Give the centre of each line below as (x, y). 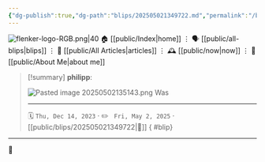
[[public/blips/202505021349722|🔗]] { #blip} (100, 126)
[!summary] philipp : (60, 77)
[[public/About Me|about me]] (57, 62)
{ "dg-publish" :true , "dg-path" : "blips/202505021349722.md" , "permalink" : (128, 15)
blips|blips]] (28, 50)
